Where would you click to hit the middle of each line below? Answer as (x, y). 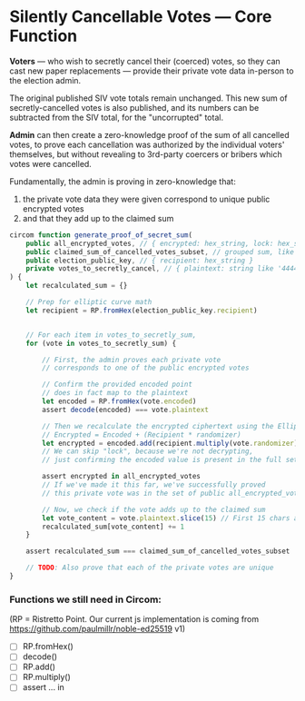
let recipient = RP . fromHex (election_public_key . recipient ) (142, 311)
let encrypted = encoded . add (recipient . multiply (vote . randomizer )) (172, 443)
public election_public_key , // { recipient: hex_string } (140, 261)
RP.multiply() (46, 677)
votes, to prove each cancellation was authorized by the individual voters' (147, 144)
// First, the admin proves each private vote (132, 360)
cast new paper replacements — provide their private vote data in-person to (152, 71)
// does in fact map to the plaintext (115, 393)
